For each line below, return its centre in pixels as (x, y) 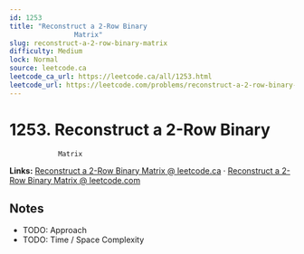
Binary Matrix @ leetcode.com (84, 180)
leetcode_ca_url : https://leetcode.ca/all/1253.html (111, 77)
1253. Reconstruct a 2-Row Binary (140, 130)
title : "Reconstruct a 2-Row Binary (78, 26)
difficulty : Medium (46, 52)
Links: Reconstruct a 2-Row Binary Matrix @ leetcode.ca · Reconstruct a (145, 170)
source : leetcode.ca (48, 69)
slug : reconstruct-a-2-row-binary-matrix (89, 43)
